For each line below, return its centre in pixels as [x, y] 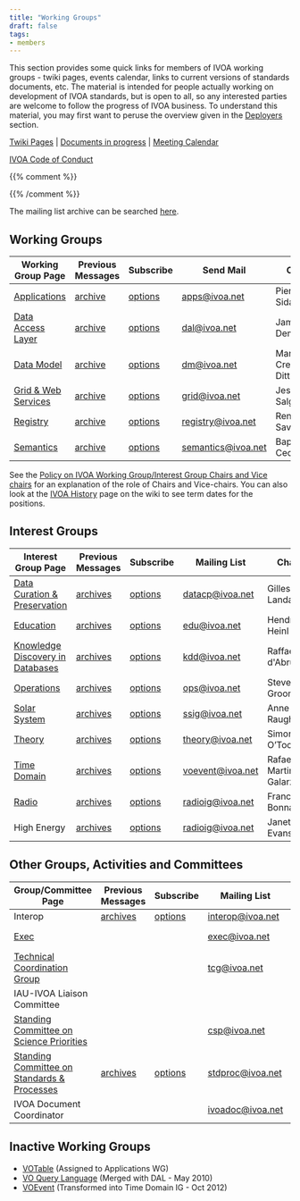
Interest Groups [54, 531]
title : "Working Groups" [55, 17]
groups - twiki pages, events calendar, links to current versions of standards [150, 78]
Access [29, 328]
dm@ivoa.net [209, 365]
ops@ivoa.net [212, 687]
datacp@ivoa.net [218, 593]
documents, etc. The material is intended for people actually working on [142, 87]
